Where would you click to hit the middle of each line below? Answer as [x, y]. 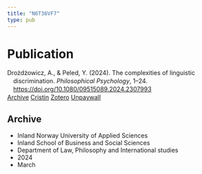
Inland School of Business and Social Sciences [83, 142]
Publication [40, 54]
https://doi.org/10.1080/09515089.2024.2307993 [82, 89]
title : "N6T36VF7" [33, 13]
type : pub [21, 20]
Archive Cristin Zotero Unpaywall [54, 98]
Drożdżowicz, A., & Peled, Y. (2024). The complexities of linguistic [101, 73]
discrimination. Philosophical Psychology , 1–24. [81, 81]
